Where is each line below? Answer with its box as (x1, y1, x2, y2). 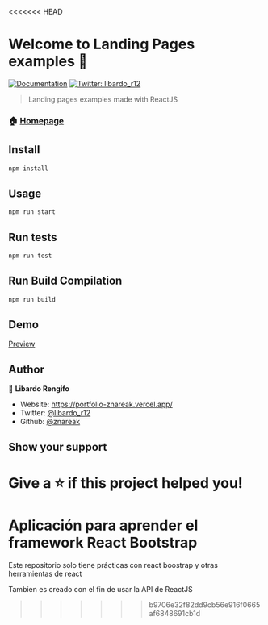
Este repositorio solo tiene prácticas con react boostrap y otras (8, 560, 218, 569)
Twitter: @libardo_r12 (19, 408, 91, 418)
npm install (8, 165, 48, 173)
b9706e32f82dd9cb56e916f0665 (149, 600, 261, 610)
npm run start (8, 208, 57, 216)
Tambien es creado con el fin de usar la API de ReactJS (8, 584, 194, 594)
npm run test (8, 252, 52, 260)
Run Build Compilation (8, 274, 123, 288)
